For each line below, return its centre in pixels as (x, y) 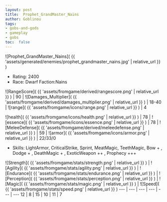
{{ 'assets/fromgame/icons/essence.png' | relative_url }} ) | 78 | (93, 122)
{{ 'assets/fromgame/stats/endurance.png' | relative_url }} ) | (95, 173)
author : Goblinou (23, 19)
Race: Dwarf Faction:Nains (40, 82)
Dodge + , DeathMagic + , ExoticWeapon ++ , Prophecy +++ (74, 153)
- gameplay (16, 33)
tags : (11, 24)
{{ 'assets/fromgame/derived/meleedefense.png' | (92, 127)
